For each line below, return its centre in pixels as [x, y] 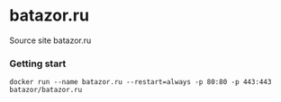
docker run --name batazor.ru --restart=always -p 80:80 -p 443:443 [140, 82]
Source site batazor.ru [50, 40]
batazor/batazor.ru [46, 90]
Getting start [38, 64]
